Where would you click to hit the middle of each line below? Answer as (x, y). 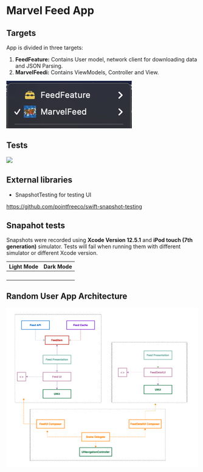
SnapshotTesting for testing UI (53, 195)
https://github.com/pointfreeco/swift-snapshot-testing (74, 206)
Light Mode (23, 266)
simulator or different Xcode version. (52, 253)
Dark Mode (58, 266)
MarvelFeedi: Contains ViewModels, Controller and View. (87, 72)
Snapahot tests (36, 226)
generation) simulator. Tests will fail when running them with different (94, 246)
